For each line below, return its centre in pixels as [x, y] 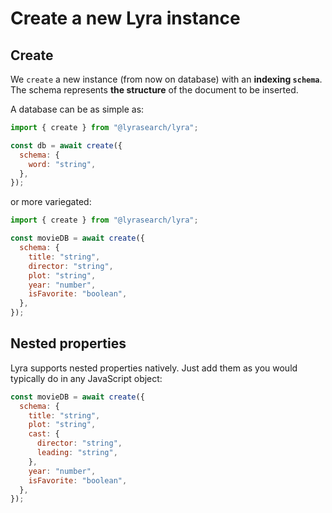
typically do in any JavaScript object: [86, 378]
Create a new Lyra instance [125, 18]
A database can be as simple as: [77, 109]
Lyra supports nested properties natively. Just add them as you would [154, 368]
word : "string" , [62, 164]
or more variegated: [51, 202]
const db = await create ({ [66, 145]
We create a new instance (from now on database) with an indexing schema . [166, 79]
